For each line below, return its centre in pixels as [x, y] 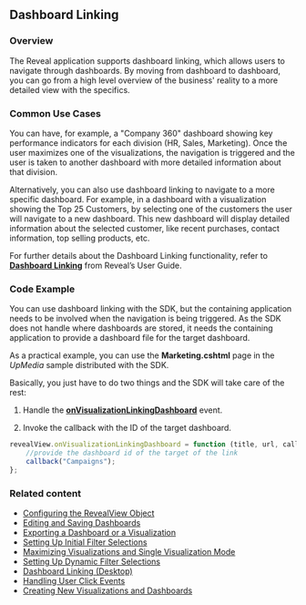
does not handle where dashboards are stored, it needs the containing [141, 328]
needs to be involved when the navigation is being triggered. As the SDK [145, 319]
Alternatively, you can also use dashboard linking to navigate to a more [142, 190]
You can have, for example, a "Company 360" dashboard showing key [141, 133]
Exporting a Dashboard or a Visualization [99, 533]
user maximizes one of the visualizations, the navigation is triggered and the [153, 152]
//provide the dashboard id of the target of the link [132, 453]
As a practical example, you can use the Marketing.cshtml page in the [142, 355]
